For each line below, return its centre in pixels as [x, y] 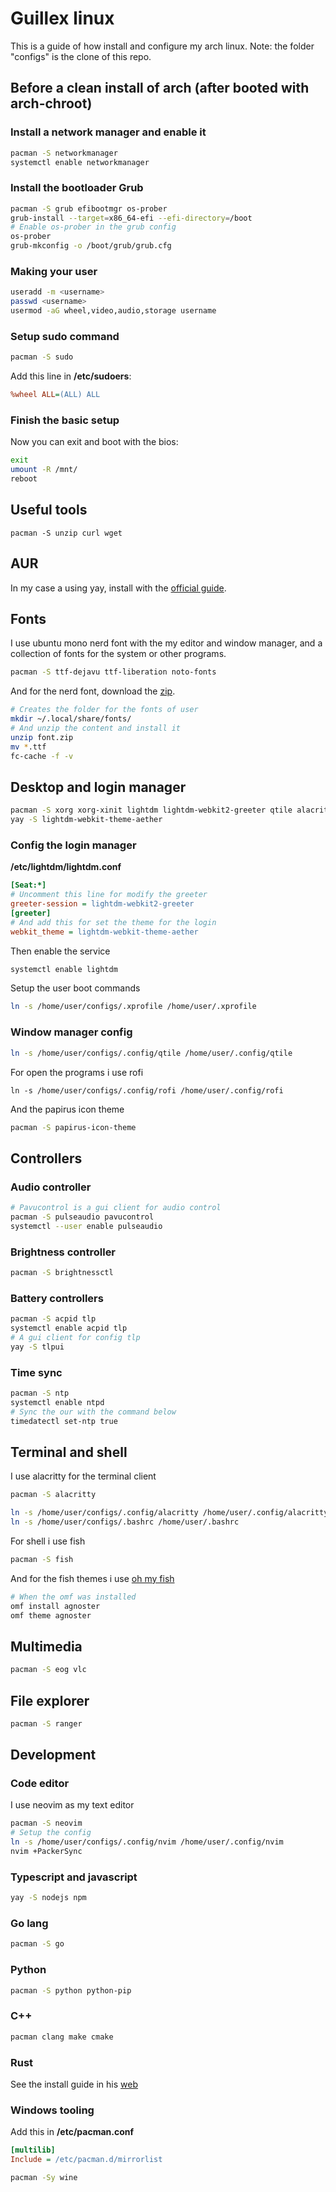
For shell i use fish [48, 1541]
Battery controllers [57, 1298]
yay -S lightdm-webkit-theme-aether [86, 820]
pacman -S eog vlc [48, 1670]
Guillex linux [62, 18]
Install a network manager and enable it [108, 132]
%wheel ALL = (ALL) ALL [55, 395]
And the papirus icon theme [67, 1109]
